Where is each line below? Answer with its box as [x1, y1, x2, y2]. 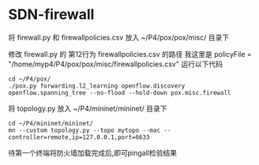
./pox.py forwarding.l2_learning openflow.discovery [8, 81, 186, 90]
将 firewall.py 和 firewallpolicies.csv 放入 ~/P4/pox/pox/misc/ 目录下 [8, 32, 230, 42]
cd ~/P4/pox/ [8, 75, 51, 83]
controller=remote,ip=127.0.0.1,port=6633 [8, 133, 150, 141]
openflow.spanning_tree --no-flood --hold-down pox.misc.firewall [8, 88, 231, 96]
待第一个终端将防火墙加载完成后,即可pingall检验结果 [8, 148, 178, 157]
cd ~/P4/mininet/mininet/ [8, 119, 93, 127]
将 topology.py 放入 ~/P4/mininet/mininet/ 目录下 [8, 103, 167, 113]
